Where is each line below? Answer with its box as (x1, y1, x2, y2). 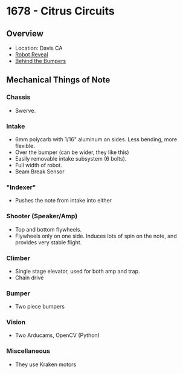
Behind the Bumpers (14, 58, 66, 64)
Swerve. (14, 107, 36, 114)
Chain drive (14, 274, 44, 281)
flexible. (14, 142, 35, 149)
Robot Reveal (14, 51, 48, 58)
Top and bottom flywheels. (14, 225, 82, 233)
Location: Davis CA (14, 44, 63, 52)
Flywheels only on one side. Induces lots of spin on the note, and (14, 232, 177, 239)
